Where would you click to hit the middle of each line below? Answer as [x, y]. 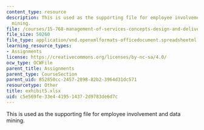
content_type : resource [36, 12]
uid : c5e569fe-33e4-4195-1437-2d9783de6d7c [62, 97]
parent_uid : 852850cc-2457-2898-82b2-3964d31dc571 [72, 80]
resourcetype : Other [32, 86]
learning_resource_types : [39, 46]
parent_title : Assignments [40, 68]
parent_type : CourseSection [42, 74]
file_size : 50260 [28, 35]
